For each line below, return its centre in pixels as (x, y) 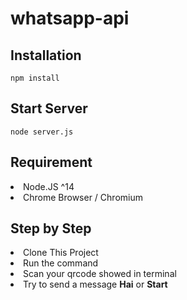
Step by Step (51, 228)
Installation (46, 55)
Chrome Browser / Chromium (83, 197)
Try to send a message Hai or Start (95, 284)
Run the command (61, 263)
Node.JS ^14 (49, 186)
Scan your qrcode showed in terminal (100, 274)
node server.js (42, 132)
